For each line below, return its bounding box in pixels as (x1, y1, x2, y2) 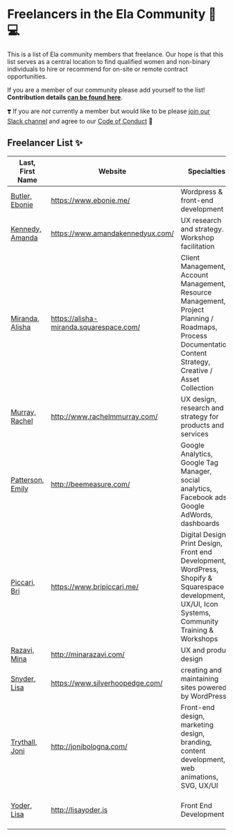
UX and (180, 645, 205, 655)
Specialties (187, 166, 226, 176)
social (180, 475, 200, 485)
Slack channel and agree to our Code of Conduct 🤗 (7, 117, 153, 125)
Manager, (180, 466, 212, 476)
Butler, (10, 191, 33, 201)
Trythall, (10, 737, 37, 747)
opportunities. (7, 72, 47, 81)
